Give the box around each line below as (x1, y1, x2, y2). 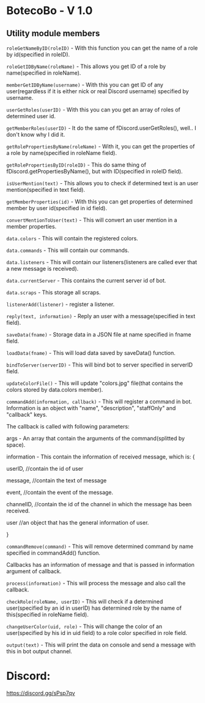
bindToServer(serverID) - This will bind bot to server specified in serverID (6, 361, 193, 368)
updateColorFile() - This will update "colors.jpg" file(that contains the (6, 379, 184, 387)
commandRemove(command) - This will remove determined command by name (6, 543, 194, 550)
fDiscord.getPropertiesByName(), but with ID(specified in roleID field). (6, 168, 183, 175)
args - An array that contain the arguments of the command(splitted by (6, 435, 185, 442)
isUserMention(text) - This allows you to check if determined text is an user (6, 180, 199, 187)
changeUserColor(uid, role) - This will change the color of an (6, 623, 163, 630)
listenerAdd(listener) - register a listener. (6, 301, 115, 308)
